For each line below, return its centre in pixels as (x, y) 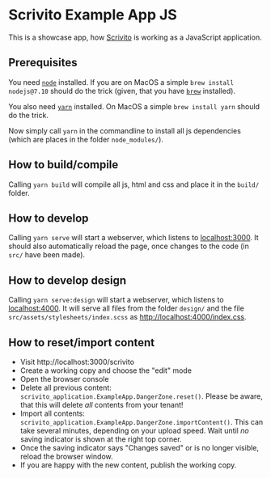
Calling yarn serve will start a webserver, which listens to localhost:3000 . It (133, 238)
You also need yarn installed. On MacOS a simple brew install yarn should (134, 106)
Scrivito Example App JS (93, 15)
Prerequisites (43, 63)
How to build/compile (64, 165)
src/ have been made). (47, 255)
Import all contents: (52, 413)
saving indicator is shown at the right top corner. (101, 439)
